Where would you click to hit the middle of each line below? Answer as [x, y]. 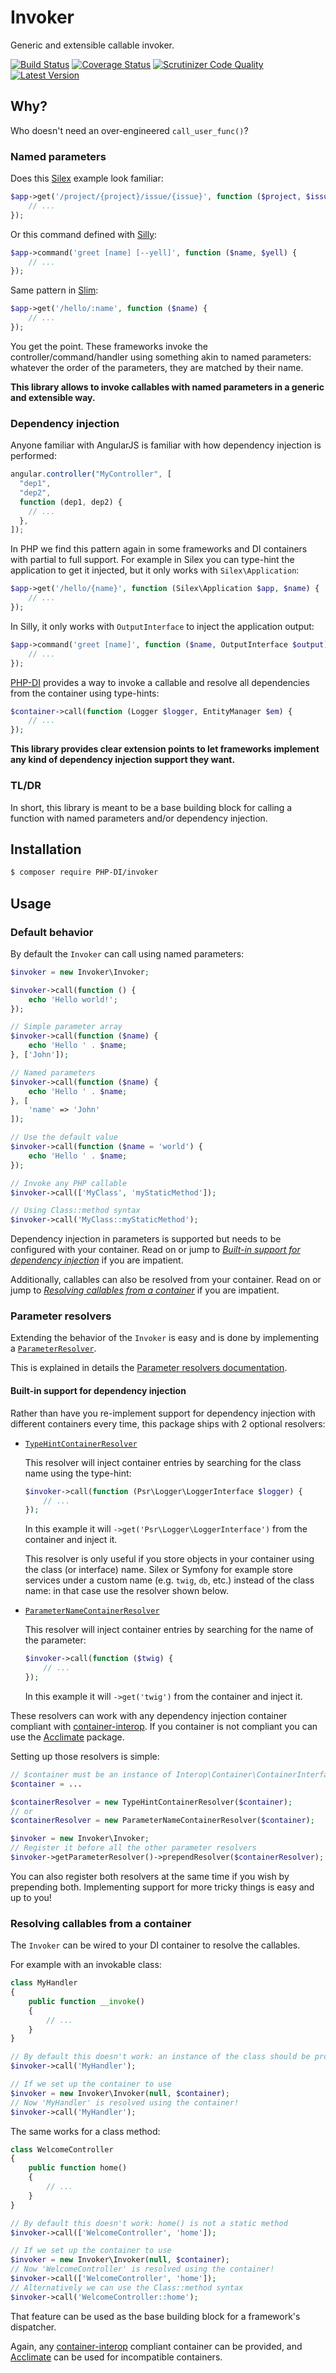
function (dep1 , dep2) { [71, 502]
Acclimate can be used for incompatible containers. [116, 2357]
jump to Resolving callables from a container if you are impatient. [145, 1290]
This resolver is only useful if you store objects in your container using [169, 1559]
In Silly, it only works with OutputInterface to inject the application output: [162, 626]
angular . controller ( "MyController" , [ [91, 474]
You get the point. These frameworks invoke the [109, 346]
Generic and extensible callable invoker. [92, 45]
